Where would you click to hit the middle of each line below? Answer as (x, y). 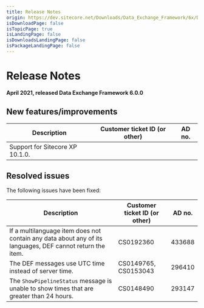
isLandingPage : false (34, 35)
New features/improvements (62, 112)
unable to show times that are (52, 289)
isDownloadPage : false (35, 23)
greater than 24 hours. (42, 296)
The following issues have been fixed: (54, 190)
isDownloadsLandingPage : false (46, 40)
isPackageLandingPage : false (43, 46)
